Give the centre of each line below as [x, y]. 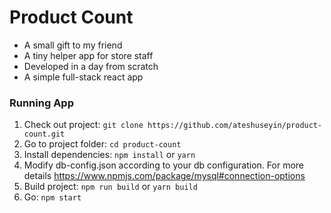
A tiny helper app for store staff [88, 55]
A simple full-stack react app [83, 77]
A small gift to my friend [73, 45]
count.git [44, 134]
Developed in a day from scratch [91, 66]
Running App [41, 103]
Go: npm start [52, 197]
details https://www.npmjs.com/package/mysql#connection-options [164, 176]
